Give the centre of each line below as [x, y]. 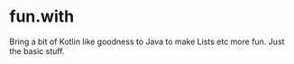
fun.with [42, 17]
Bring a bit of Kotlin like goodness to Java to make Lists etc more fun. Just [147, 41]
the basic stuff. [37, 50]
